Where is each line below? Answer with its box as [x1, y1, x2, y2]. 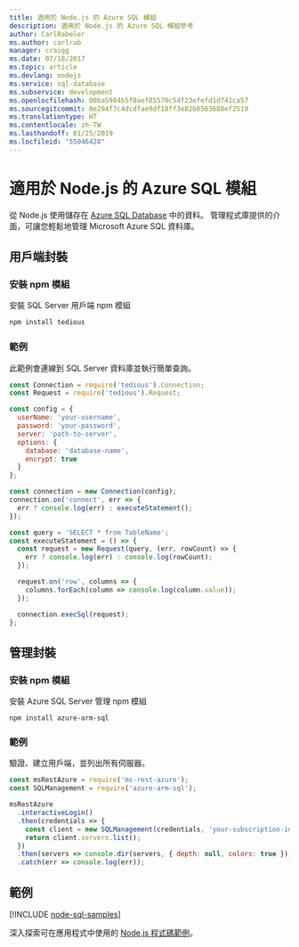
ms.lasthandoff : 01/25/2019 [9, 129, 114, 138]
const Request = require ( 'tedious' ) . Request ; [9, 388, 181, 397]
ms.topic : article [9, 63, 77, 72]
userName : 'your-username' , [17, 413, 122, 422]
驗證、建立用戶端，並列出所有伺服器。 [9, 758, 149, 769]
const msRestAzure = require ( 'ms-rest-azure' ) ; [9, 776, 190, 785]
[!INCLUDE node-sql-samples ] [9, 909, 122, 919]
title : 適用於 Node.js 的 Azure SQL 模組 [9, 12, 158, 22]
